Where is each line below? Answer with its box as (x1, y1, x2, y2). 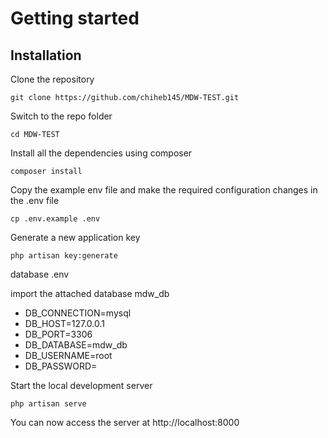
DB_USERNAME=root (24, 350, 113, 361)
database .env (10, 268, 70, 280)
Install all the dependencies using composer (10, 147, 193, 159)
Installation (10, 47, 82, 64)
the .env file (10, 195, 60, 206)
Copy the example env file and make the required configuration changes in (10, 184, 318, 196)
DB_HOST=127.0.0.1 (24, 318, 105, 329)
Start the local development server (10, 380, 153, 391)
